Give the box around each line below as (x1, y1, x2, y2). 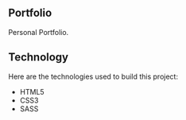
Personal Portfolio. (8, 27, 69, 37)
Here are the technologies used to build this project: (8, 72, 179, 81)
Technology (8, 51, 69, 64)
